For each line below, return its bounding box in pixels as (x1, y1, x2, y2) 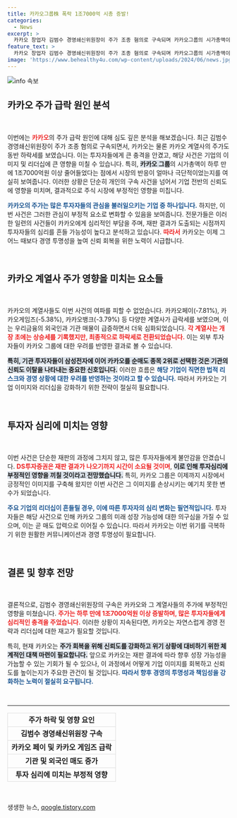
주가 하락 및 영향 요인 (28, 715, 95, 725)
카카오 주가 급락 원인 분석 (7, 100, 111, 112)
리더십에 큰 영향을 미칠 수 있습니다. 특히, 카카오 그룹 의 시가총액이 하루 (28, 160, 219, 168)
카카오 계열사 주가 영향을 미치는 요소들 (7, 273, 164, 285)
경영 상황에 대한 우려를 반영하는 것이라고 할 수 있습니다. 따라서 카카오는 (25, 374, 220, 383)
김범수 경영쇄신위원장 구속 (20, 729, 103, 738)
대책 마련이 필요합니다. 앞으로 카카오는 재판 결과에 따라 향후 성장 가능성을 (25, 651, 227, 659)
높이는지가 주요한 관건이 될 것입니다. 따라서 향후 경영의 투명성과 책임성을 (20, 668, 219, 677)
